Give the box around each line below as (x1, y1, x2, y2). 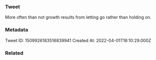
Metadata (5, 27, 28, 33)
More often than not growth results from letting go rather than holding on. (5, 15, 152, 20)
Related (5, 49, 24, 56)
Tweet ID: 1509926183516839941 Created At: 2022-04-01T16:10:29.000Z (5, 37, 152, 43)
